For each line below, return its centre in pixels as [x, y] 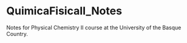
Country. [17, 33]
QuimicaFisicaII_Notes [64, 11]
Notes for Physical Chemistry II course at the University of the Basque [94, 27]
